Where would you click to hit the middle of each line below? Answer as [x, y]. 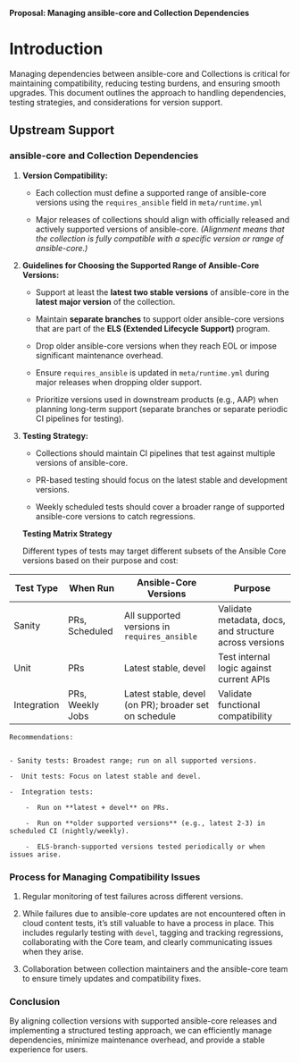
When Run [92, 587]
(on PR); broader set [167, 704]
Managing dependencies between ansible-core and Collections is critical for [150, 73]
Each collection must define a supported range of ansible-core [151, 192]
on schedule [150, 716]
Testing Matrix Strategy [67, 533]
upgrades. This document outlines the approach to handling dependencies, [148, 92]
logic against [245, 668]
